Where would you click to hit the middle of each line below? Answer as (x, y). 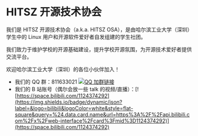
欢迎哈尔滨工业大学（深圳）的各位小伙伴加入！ (63, 69)
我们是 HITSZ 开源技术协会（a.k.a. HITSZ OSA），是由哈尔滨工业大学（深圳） (98, 29)
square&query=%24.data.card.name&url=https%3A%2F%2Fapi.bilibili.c (102, 114)
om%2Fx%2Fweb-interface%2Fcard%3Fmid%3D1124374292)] (92, 121)
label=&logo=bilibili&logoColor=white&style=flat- (74, 108)
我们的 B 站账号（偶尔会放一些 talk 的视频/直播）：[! (77, 89)
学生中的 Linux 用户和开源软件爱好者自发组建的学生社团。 (76, 37)
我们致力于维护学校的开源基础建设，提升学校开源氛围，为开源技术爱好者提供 (99, 49)
